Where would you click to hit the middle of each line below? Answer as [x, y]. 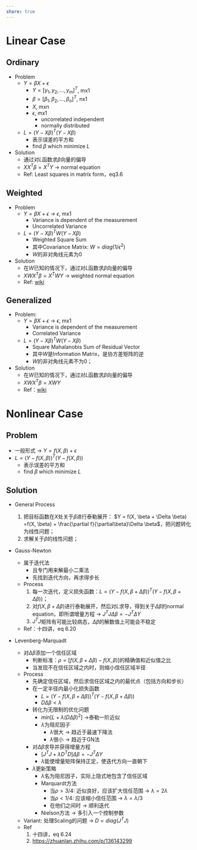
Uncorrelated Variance [59, 226]
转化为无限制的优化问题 [61, 710]
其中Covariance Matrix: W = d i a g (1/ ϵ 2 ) [79, 246]
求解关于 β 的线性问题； [51, 539]
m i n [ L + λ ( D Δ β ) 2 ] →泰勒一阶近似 [81, 717]
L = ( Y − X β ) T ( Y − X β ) [50, 132]
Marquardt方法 [59, 783]
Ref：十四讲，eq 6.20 [50, 629]
